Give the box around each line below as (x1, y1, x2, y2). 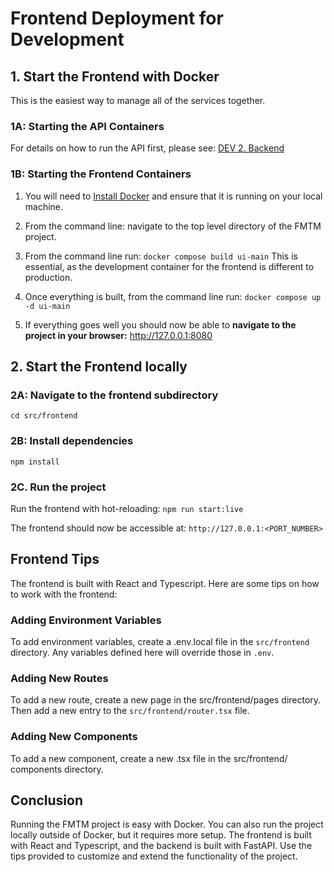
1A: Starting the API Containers (10, 119, 165, 133)
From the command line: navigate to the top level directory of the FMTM (24, 220, 322, 232)
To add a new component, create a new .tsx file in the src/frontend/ (10, 752, 288, 764)
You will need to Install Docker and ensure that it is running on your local (24, 190, 323, 202)
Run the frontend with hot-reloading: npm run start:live (10, 502, 244, 514)
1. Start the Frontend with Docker (10, 68, 220, 85)
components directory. (10, 763, 104, 775)
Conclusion (10, 792, 84, 809)
